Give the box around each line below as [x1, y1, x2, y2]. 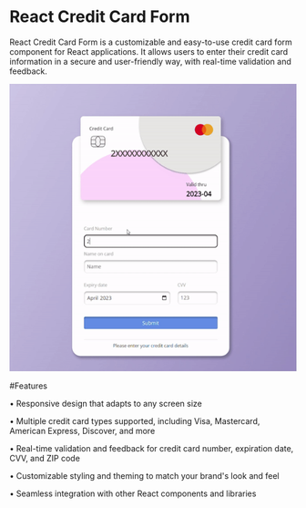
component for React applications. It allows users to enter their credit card [9, 46, 289, 57]
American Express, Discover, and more [9, 425, 156, 436]
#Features [9, 380, 48, 391]
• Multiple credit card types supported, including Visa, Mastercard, [9, 415, 260, 426]
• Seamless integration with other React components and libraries [9, 488, 257, 499]
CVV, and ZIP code [9, 452, 80, 463]
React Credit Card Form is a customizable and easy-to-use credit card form [9, 36, 293, 47]
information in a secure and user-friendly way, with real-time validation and [9, 56, 291, 67]
